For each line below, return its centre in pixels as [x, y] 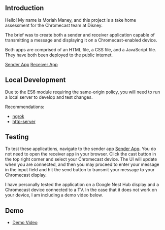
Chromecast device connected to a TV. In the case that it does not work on [81, 190]
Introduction [25, 8]
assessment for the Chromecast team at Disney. [54, 25]
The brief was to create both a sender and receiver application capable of [80, 35]
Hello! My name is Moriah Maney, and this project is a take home [71, 20]
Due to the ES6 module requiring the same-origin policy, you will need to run [82, 92]
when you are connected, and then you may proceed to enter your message [82, 164]
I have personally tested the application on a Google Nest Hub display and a [82, 185]
